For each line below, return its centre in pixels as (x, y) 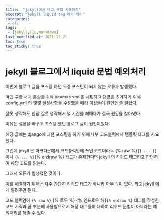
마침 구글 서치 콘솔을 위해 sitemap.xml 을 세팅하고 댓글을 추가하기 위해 (73, 97)
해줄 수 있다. (34, 212)
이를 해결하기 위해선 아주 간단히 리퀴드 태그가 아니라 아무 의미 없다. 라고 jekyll (80, 184)
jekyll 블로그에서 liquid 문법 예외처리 (76, 72)
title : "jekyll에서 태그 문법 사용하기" (43, 10)
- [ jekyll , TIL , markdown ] (33, 32)
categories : (18, 19)
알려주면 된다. (24, 190)
